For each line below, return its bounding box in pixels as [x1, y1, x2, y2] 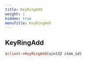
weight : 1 [5, 12, 25, 16]
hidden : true [5, 16, 32, 21]
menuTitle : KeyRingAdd [5, 20, 51, 26]
